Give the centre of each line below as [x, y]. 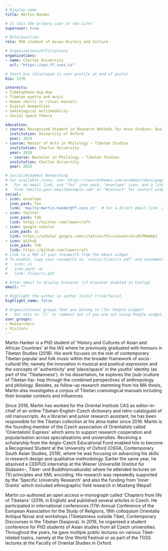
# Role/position [22, 37]
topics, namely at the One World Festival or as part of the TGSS [86, 538]
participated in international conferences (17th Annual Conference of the [80, 506]
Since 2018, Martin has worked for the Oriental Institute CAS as [70, 406]
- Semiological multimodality [37, 111]
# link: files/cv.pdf [30, 273]
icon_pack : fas [25, 203]
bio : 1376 [15, 79]
